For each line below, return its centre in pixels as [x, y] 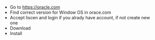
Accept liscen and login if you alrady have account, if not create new [80, 18]
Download [20, 28]
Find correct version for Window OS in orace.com [60, 12]
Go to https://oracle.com [35, 7]
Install [16, 33]
